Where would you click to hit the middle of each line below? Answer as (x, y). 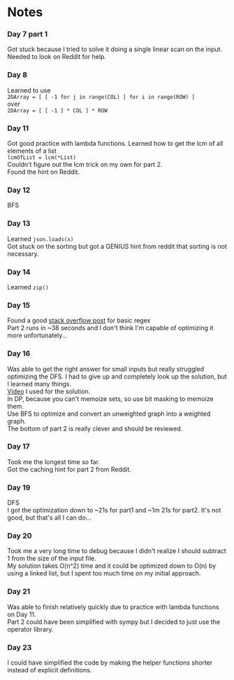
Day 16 (19, 353)
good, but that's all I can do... (49, 518)
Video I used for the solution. (49, 391)
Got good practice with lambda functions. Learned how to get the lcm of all (115, 144)
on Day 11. (22, 614)
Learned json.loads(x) (41, 238)
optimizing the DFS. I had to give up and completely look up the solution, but (117, 376)
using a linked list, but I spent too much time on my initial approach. (104, 573)
